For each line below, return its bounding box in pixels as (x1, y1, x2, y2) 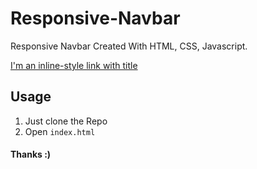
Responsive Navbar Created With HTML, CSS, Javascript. (10, 40, 248, 52)
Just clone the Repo (24, 115, 108, 127)
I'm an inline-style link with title (10, 59, 138, 71)
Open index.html (24, 125, 96, 137)
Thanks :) (10, 148, 52, 161)
